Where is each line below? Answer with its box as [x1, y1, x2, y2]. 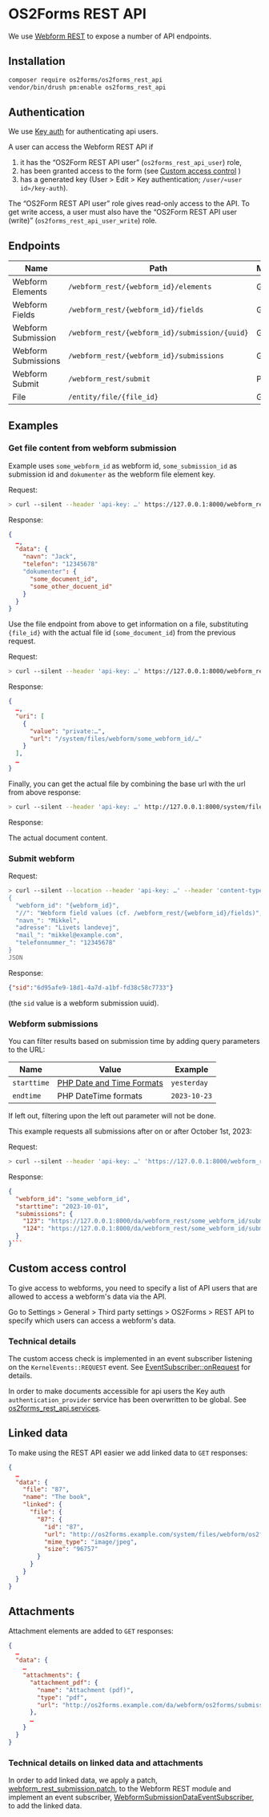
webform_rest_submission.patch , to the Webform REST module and [8, 1784, 231, 1794]
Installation [8, 54, 66, 68]
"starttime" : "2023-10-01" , [15, 1203, 110, 1211]
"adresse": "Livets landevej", [15, 924, 120, 932]
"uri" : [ [15, 712, 45, 720]
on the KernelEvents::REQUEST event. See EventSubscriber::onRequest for [8, 1363, 251, 1372]
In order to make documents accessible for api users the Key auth [8, 1387, 226, 1396]
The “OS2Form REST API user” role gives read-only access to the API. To [8, 199, 250, 208]
